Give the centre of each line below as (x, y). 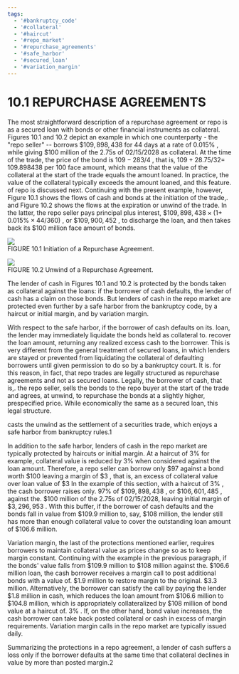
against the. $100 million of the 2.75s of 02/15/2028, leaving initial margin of (118, 498)
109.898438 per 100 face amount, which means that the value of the (108, 167)
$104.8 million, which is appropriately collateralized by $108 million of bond (117, 603)
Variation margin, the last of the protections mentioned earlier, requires (111, 542)
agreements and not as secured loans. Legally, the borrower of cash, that (115, 380)
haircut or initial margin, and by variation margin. (78, 313)
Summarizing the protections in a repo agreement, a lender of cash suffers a (119, 647)
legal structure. (30, 411)
